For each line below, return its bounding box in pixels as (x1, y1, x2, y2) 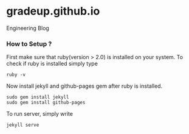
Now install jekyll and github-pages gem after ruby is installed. (6, 82, 163, 90)
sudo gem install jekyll (6, 94, 69, 100)
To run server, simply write (6, 110, 73, 118)
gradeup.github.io (6, 4, 100, 18)
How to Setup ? (6, 40, 52, 48)
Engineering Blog (6, 24, 50, 32)
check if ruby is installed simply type (6, 60, 98, 68)
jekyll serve (6, 122, 40, 129)
